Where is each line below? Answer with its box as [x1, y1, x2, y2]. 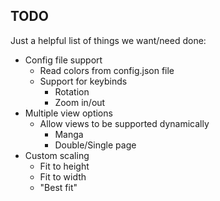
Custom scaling [24, 149, 90, 161]
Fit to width [39, 170, 87, 183]
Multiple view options [24, 107, 113, 119]
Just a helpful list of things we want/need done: [10, 34, 207, 46]
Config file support [24, 54, 103, 66]
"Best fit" [39, 181, 78, 193]
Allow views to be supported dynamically [39, 117, 210, 129]
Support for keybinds [39, 75, 128, 87]
